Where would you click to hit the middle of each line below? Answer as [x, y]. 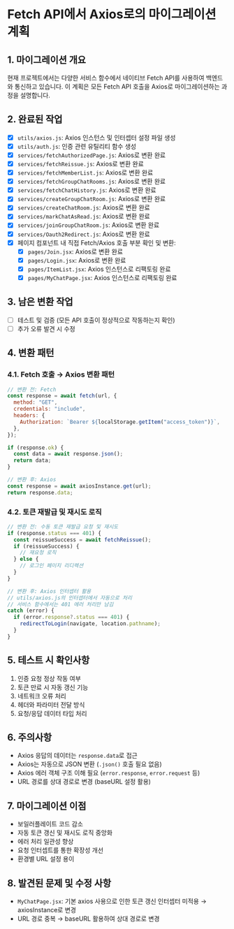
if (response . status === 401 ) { [54, 533]
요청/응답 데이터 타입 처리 [52, 713]
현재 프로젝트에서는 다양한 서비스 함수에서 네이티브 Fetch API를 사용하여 [106, 78]
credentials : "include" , [50, 409]
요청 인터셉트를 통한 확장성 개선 [60, 850]
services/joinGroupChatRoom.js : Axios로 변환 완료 [88, 225]
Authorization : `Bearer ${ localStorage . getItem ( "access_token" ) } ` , [120, 422]
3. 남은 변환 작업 [40, 302]
